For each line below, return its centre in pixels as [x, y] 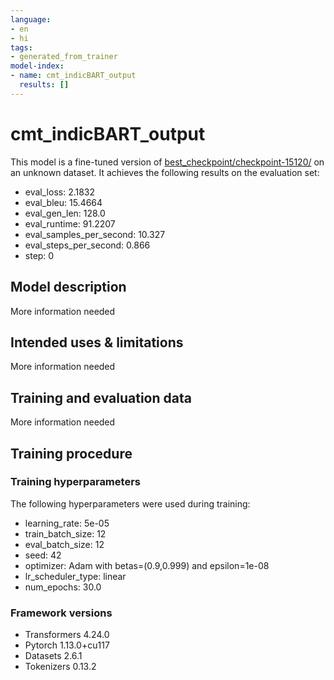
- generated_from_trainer [64, 57]
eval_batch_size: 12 [64, 544]
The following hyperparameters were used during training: [130, 503]
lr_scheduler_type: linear [75, 576]
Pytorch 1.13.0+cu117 [67, 645]
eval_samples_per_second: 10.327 [95, 234]
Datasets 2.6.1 [53, 656]
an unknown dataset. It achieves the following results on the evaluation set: [165, 172]
